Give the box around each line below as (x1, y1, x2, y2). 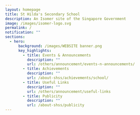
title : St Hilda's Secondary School (5, 12, 80, 17)
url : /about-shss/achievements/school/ (27, 75, 109, 80)
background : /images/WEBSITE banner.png (18, 44, 102, 48)
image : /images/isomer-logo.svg (5, 21, 71, 26)
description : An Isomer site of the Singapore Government (5, 16, 126, 21)
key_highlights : (18, 48, 52, 53)
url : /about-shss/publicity (27, 103, 84, 108)
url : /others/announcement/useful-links (27, 89, 111, 94)
